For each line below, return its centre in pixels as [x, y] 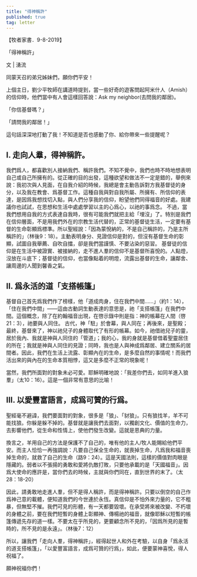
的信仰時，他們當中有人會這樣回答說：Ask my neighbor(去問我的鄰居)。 [93, 97]
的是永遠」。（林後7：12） [67, 528]
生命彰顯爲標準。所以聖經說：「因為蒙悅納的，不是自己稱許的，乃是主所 [102, 229]
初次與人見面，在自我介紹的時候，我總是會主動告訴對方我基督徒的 [101, 185]
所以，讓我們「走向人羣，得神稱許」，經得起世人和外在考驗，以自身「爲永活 [97, 541]
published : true [26, 17]
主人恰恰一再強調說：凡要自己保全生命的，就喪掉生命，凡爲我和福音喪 [106, 449]
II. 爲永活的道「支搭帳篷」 [53, 286]
